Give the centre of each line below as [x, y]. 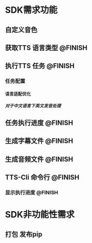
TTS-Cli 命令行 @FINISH [42, 178]
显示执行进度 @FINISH [32, 193]
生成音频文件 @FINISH [39, 159]
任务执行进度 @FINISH [39, 123]
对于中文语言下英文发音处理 [33, 106]
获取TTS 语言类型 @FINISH [46, 48]
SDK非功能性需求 [40, 215]
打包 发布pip [24, 234]
